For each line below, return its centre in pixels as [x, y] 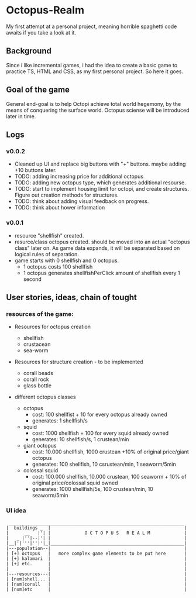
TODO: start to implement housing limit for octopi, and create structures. [102, 189]
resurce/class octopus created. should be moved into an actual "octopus [102, 242]
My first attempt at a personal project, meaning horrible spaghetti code [92, 26]
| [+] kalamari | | [97, 559]
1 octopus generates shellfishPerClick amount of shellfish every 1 [102, 273]
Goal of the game [38, 90]
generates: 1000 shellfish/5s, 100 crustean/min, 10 [92, 489]
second [32, 279]
